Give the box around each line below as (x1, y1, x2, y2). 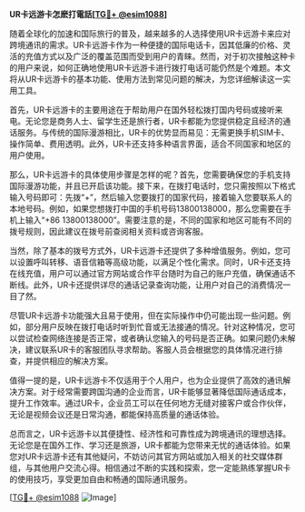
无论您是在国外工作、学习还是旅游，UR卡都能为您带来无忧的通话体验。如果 (9, 440, 291, 450)
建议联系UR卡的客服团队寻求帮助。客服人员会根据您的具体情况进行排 (25, 345, 283, 355)
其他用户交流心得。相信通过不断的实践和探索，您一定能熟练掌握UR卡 (33, 463, 291, 473)
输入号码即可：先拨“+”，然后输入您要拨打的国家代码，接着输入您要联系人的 (9, 192, 292, 203)
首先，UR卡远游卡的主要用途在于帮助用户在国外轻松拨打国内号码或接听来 (9, 105, 283, 115)
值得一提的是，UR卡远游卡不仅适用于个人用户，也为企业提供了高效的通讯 (9, 375, 283, 386)
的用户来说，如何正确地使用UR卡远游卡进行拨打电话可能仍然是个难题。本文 (9, 63, 291, 73)
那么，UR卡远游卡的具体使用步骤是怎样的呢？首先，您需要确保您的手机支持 (9, 169, 291, 180)
